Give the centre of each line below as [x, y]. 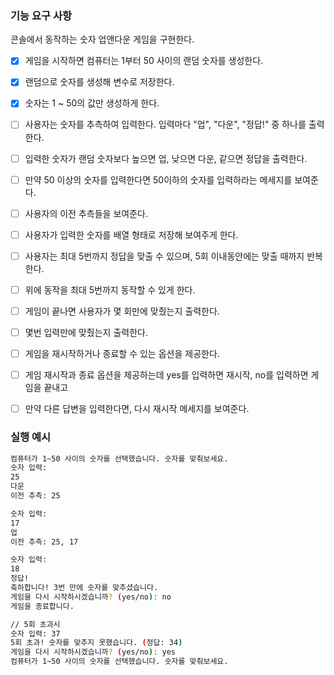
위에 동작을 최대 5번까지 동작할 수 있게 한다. [110, 289]
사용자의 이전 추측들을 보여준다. [86, 213]
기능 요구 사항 [41, 15]
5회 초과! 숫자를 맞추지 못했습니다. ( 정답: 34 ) [96, 643]
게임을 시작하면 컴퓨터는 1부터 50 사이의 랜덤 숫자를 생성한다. [144, 61]
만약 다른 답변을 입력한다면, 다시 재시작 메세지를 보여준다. [137, 409]
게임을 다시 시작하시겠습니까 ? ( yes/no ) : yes [93, 652]
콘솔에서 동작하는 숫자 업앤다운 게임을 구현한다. [102, 39]
